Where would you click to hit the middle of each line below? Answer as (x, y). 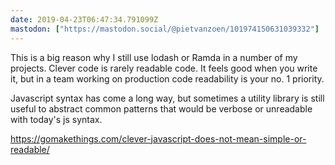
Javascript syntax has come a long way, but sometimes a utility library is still (167, 98)
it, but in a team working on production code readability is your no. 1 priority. (167, 78)
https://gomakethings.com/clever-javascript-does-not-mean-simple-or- (158, 138)
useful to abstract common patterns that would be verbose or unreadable (161, 108)
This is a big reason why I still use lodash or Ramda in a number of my (154, 57)
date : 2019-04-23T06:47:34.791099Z (84, 19)
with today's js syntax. (56, 119)
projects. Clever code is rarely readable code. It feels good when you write (164, 68)
